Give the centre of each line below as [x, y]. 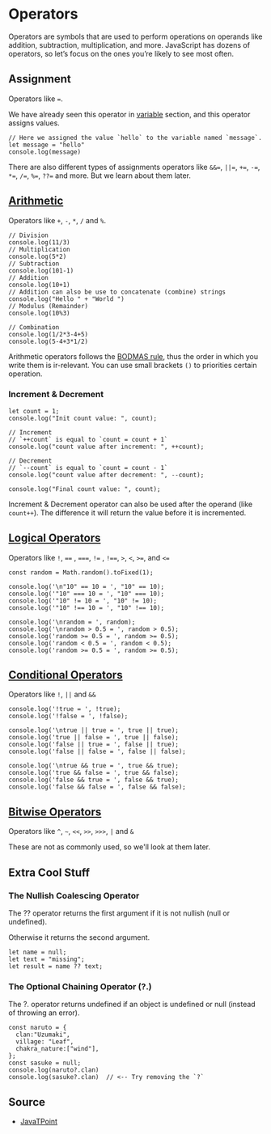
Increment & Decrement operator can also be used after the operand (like [131, 504]
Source [27, 1102]
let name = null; [38, 952]
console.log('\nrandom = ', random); [72, 622]
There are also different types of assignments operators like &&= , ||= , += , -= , [134, 167]
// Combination [34, 327]
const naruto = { [38, 1028]
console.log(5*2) [38, 256]
